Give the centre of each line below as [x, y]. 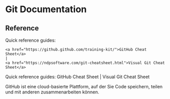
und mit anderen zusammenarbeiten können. [52, 92]
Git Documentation [46, 9]
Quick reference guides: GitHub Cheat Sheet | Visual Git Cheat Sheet [78, 77]
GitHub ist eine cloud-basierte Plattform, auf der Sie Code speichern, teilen [84, 87]
